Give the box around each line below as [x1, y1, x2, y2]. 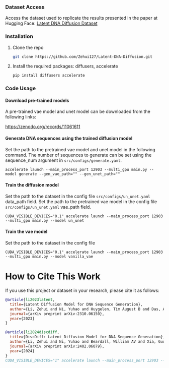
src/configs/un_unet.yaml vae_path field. [5, 204, 92, 210]
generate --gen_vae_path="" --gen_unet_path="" [18, 171, 121, 176]
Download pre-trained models [5, 97, 69, 103]
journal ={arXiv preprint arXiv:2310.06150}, [10, 311, 105, 316]
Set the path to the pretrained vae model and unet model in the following [5, 146, 155, 152]
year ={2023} [10, 316, 35, 321]
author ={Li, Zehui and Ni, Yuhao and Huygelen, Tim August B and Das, [10, 306, 161, 312]
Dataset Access [5, 4, 45, 11]
